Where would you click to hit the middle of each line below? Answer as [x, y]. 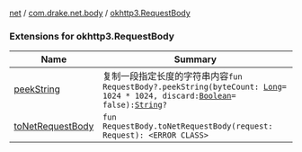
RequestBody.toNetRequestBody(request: [187, 126]
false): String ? [135, 105]
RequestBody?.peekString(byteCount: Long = [195, 87]
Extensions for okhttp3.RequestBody [92, 36]
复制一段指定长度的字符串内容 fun [172, 76]
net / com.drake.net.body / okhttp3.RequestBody [100, 13]
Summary [195, 59]
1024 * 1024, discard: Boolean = [169, 96]
